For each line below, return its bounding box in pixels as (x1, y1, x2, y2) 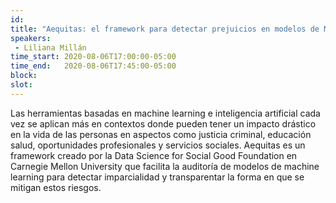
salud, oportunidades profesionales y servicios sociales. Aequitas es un (10, 139, 306, 151)
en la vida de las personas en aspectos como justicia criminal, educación (10, 128, 312, 140)
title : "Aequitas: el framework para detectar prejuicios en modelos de (10, 24, 320, 34)
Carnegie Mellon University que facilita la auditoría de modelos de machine (10, 160, 320, 172)
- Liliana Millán (14, 42, 87, 53)
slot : (10, 80, 33, 90)
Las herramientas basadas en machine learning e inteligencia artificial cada (10, 107, 321, 119)
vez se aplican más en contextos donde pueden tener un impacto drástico (10, 117, 317, 130)
